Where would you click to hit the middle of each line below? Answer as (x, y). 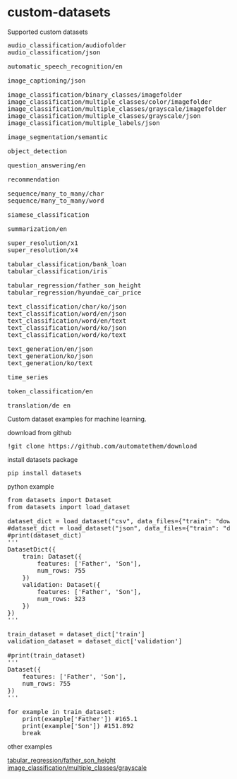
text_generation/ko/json (50, 356)
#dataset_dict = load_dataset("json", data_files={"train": (114, 528)
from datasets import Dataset (60, 500)
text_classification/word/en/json (67, 314)
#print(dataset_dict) (45, 535)
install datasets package (43, 459)
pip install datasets (45, 473)
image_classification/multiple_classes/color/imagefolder (110, 102)
